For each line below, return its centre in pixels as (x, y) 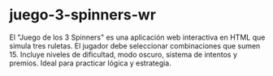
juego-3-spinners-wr (83, 15)
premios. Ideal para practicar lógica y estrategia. (90, 63)
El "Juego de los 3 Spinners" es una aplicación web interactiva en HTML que (137, 37)
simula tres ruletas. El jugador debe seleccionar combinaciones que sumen (135, 45)
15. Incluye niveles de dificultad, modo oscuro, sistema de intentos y (123, 54)
